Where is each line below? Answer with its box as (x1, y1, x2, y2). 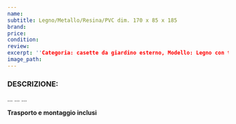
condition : (7, 36, 39, 43)
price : (7, 29, 27, 37)
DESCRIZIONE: (7, 78, 58, 88)
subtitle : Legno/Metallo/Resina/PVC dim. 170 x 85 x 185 (7, 17, 178, 24)
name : (7, 10, 23, 18)
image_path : (7, 56, 42, 63)
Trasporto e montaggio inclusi (7, 109, 97, 117)
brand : (7, 23, 27, 30)
